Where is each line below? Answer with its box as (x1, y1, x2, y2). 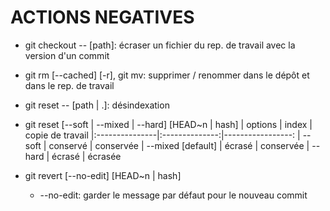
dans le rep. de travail (24, 79, 115, 91)
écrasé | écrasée (51, 150, 122, 162)
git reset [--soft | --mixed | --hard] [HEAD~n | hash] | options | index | (24, 118, 313, 130)
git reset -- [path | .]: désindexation (24, 99, 170, 111)
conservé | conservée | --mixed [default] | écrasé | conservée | (48, 139, 310, 151)
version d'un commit (24, 49, 110, 61)
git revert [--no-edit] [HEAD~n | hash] (24, 169, 182, 181)
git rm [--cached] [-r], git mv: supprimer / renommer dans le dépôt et (24, 69, 310, 81)
